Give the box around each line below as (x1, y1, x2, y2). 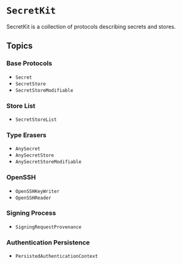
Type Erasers (6, 131, 47, 139)
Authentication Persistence (6, 238, 90, 247)
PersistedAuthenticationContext (15, 254, 98, 260)
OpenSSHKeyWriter (15, 188, 60, 195)
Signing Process (6, 209, 56, 217)
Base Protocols (6, 59, 53, 68)
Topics (6, 41, 33, 51)
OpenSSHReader (15, 195, 51, 201)
